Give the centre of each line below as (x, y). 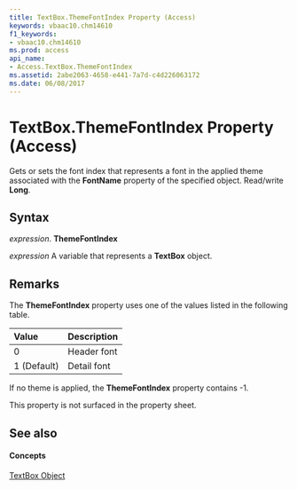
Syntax (29, 217)
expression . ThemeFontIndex (63, 239)
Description (93, 336)
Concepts (27, 456)
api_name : (27, 59)
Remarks (35, 284)
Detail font (89, 367)
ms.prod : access (39, 51)
